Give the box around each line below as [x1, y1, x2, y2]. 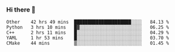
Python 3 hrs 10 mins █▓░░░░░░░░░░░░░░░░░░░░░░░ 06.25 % [6, 24, 170, 31]
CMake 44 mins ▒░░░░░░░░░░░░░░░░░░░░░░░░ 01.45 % [6, 41, 170, 47]
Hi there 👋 [6, 5, 36, 14]
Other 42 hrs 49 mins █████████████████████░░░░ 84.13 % [6, 19, 170, 25]
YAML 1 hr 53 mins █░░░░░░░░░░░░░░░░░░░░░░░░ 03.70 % [6, 35, 170, 41]
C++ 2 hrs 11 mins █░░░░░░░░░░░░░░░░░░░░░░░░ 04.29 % [6, 30, 170, 36]
